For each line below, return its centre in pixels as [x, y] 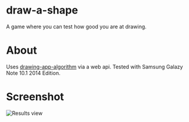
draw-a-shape [42, 10]
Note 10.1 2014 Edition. [33, 73]
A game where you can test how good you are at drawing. [77, 27]
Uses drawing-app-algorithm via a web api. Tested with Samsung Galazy [95, 67]
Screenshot [35, 97]
